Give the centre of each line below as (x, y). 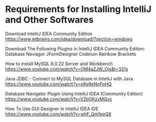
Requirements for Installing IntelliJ (78, 9)
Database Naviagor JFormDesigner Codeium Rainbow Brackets (71, 54)
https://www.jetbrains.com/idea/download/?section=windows (69, 39)
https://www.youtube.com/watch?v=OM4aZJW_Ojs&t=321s (67, 69)
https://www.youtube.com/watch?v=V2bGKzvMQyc (59, 99)
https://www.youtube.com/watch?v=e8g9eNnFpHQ (58, 84)
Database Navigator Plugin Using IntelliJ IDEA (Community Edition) (74, 93)
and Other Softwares (49, 20)
